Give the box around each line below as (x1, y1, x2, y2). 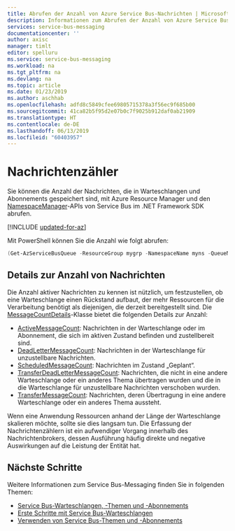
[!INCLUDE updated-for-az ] (7, 223, 87, 232)
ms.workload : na (7, 62, 55, 69)
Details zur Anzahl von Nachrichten (7, 269, 166, 281)
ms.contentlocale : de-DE (7, 120, 80, 128)
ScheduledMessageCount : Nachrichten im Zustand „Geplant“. (17, 361, 196, 369)
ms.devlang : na (7, 75, 52, 83)
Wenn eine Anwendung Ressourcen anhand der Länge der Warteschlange (7, 411, 221, 420)
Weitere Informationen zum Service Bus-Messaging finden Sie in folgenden (7, 480, 225, 488)
